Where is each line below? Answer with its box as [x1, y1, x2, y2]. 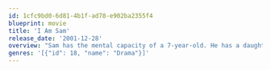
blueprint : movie [8, 19, 67, 27]
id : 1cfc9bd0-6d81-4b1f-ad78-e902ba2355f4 [8, 11, 153, 20]
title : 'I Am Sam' [8, 27, 70, 35]
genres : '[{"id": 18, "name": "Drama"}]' [8, 49, 150, 57]
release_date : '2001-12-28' [8, 34, 103, 43]
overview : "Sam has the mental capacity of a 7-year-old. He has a [8, 42, 240, 50]
